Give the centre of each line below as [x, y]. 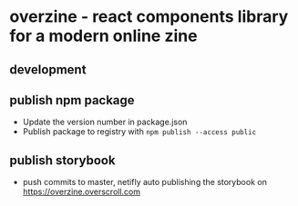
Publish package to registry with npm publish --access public [139, 132]
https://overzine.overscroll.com [82, 191]
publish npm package [72, 100]
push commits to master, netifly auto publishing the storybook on [144, 182]
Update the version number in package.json [105, 122]
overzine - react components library [149, 17]
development [48, 69]
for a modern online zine [103, 36]
